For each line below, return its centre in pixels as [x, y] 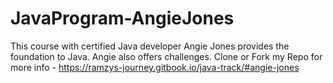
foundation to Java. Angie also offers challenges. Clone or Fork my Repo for [166, 56]
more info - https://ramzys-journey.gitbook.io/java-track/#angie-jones [155, 67]
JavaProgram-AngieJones [122, 18]
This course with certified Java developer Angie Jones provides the [150, 46]
